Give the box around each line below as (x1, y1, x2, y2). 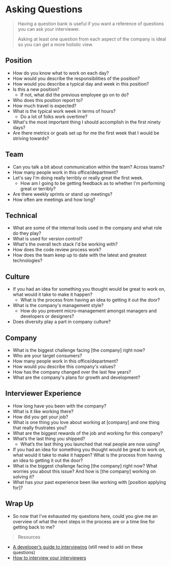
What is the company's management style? (12, 302, 104, 309)
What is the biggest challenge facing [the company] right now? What (12, 462, 158, 469)
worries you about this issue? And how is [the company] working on (12, 468, 156, 474)
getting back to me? (12, 524, 55, 530)
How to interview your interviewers (12, 555, 87, 561)
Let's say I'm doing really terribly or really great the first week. (12, 174, 144, 180)
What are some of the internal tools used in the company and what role (12, 225, 162, 231)
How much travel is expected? (12, 103, 77, 109)
